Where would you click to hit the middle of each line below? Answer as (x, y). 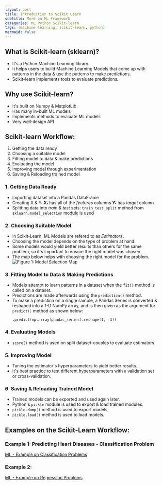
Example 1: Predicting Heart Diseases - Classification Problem (80, 444)
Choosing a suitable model (39, 154)
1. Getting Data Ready (31, 187)
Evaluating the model (33, 164)
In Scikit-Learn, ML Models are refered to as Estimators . (68, 236)
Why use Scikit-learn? (39, 95)
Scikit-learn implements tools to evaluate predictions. (65, 79)
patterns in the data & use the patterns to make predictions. (71, 74)
